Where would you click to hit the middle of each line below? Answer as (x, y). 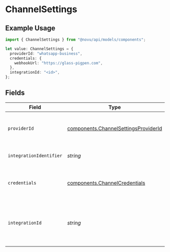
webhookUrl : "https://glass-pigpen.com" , (58, 63)
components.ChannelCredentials (106, 183)
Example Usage (30, 28)
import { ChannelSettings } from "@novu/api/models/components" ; (75, 40)
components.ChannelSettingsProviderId (115, 128)
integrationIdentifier (35, 155)
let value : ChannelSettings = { (39, 49)
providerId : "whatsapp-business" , (46, 53)
